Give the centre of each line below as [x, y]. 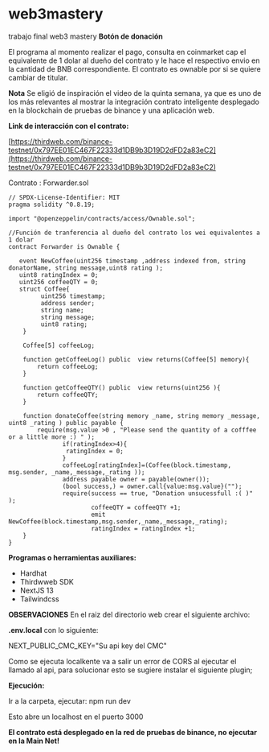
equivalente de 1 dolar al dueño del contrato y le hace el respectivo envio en [134, 60]
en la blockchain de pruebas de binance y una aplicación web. [112, 110]
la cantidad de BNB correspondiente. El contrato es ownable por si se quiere [134, 68]
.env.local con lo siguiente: [53, 630]
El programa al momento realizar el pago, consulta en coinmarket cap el [127, 52]
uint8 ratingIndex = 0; [59, 275]
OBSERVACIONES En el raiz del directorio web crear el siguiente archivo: [129, 614]
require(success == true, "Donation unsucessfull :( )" [157, 493]
